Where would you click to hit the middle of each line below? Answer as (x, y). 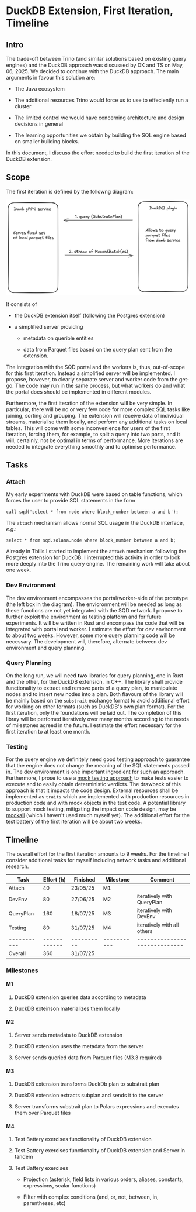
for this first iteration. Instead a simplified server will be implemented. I (91, 373)
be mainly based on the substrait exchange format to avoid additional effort (98, 700)
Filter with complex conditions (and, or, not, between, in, (91, 1197)
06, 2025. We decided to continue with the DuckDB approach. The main (92, 71)
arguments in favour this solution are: (51, 78)
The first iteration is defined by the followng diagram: (70, 191)
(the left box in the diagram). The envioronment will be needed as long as (94, 604)
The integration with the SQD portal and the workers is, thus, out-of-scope (96, 367)
